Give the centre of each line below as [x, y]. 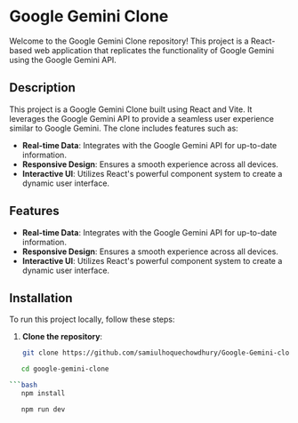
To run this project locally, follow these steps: [92, 319]
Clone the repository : [62, 337]
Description [42, 88]
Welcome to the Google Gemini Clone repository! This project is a [129, 41]
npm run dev [43, 409]
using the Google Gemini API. [63, 60]
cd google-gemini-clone [65, 369]
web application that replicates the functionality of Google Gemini [154, 50]
